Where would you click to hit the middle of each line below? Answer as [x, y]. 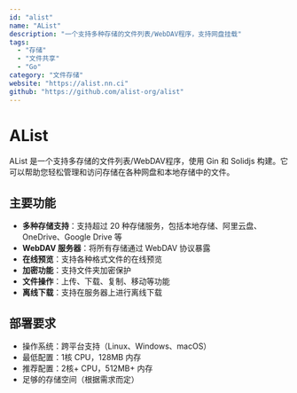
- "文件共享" [39, 59]
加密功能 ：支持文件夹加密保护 [76, 271]
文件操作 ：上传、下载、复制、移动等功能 [96, 281]
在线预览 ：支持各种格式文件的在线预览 [92, 259]
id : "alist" [31, 17]
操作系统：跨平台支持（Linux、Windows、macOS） [117, 346]
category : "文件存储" [47, 75]
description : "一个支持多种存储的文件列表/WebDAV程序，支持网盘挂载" [125, 34]
